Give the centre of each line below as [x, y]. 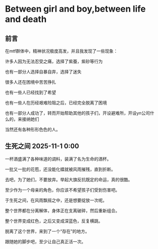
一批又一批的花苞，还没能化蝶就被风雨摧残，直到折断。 [60, 169]
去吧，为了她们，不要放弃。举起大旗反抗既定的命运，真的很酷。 [69, 179]
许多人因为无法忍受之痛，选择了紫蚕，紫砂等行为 [54, 61]
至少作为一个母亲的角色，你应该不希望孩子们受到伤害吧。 [62, 190]
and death [26, 19]
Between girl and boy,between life [75, 9]
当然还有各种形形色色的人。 [33, 129]
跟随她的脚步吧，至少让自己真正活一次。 [45, 241]
